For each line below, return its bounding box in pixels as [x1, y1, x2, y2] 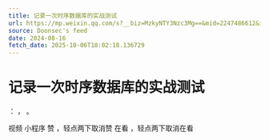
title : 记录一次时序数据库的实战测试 [8, 11, 118, 20]
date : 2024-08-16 [8, 34, 66, 42]
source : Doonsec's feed [8, 26, 88, 34]
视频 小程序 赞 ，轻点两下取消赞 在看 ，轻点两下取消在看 [8, 123, 194, 133]
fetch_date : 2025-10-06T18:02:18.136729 [8, 42, 146, 50]
